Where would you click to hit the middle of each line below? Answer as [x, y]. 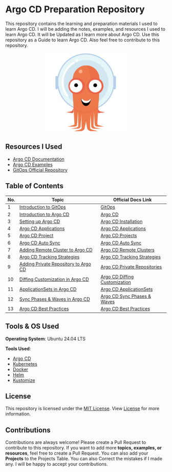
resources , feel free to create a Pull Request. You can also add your [77, 453]
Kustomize [24, 380]
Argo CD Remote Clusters [127, 250]
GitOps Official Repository [40, 170]
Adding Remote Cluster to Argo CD [56, 250]
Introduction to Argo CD [45, 214]
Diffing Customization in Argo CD [54, 279]
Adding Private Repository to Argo [55, 264]
